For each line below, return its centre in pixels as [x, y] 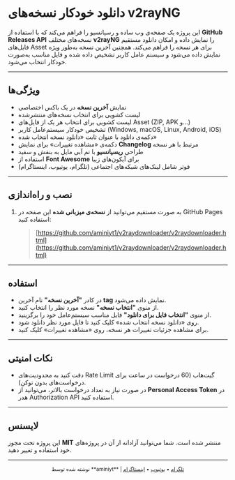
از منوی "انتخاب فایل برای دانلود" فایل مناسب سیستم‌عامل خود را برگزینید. [114, 315]
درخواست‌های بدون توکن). [52, 382]
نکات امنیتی [30, 358]
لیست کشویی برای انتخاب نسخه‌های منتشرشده [79, 114]
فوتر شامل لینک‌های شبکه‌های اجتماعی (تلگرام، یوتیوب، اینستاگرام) [104, 166]
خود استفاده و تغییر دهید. [40, 450]
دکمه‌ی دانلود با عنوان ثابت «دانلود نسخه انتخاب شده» [88, 137]
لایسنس [23, 426]
